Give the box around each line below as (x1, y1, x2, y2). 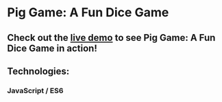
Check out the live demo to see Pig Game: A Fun (7, 32, 216, 44)
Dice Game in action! (7, 42, 98, 54)
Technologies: (7, 65, 70, 77)
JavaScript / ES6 (7, 86, 64, 95)
